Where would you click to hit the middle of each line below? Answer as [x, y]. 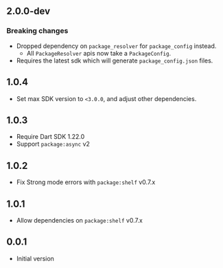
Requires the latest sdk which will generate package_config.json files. [115, 60]
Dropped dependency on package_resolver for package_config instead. [116, 46]
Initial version [35, 258]
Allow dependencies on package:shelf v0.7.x [80, 220]
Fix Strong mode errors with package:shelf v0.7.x [86, 182]
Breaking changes [37, 31]
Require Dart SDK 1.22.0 [50, 137]
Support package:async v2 [53, 144]
